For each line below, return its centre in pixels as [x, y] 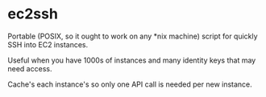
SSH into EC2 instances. [48, 44]
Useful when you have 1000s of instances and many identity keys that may [132, 60]
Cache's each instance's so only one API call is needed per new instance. [130, 84]
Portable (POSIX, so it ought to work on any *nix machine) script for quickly [133, 36]
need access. [30, 68]
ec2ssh [33, 14]
